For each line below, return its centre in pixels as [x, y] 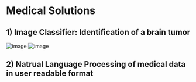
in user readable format [50, 74]
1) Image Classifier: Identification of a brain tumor [98, 32]
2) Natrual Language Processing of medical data [96, 64]
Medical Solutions [51, 11]
